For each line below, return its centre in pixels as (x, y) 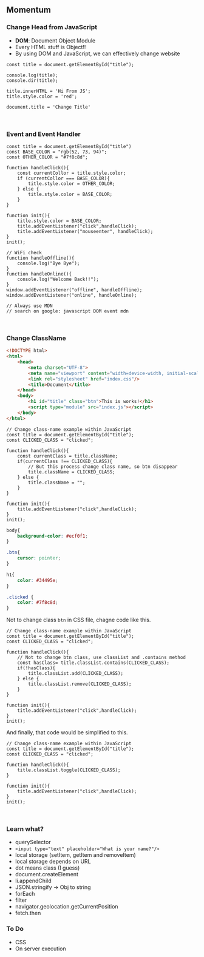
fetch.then (28, 913)
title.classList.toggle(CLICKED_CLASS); (69, 770)
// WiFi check (24, 252)
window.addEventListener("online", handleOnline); (72, 295)
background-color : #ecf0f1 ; (53, 536)
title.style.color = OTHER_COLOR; (72, 184)
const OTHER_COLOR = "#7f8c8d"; (47, 157)
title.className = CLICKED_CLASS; (72, 472)
